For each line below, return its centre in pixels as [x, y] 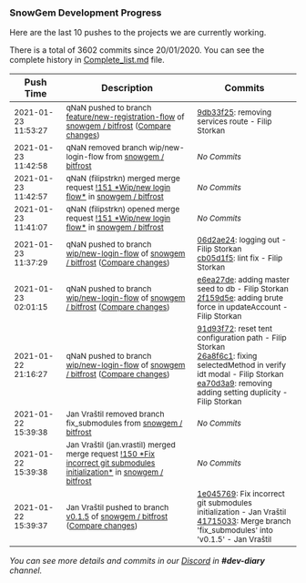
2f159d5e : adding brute [240, 298]
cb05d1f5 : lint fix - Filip [240, 258]
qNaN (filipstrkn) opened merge [123, 210]
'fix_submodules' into [235, 531]
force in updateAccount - [243, 307]
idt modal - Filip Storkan [240, 374]
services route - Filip [235, 122]
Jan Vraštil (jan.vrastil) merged [121, 445]
